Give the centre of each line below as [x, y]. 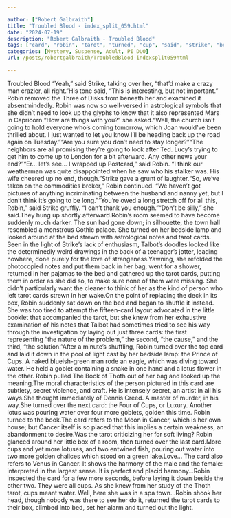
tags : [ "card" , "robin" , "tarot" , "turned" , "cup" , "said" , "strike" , [110, 45]
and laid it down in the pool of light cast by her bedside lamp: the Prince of [113, 354]
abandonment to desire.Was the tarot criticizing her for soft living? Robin [110, 434]
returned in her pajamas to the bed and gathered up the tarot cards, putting [114, 273]
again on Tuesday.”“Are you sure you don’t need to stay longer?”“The [105, 142]
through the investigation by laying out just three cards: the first [97, 332]
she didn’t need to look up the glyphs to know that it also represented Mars [113, 112]
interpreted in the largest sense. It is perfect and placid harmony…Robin [109, 471]
